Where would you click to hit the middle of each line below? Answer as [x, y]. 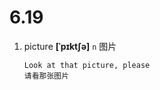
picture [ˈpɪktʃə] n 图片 [70, 46]
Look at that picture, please [87, 65]
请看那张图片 [46, 76]
